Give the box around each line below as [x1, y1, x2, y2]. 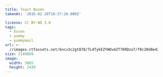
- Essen [9, 29, 25, 34]
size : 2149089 [5, 51, 34, 56]
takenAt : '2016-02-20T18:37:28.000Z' [5, 12, 81, 16]
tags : [5, 25, 16, 29]
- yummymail [9, 38, 34, 43]
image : [5, 56, 18, 61]
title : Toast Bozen [5, 7, 45, 12]
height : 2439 [9, 65, 36, 70]
